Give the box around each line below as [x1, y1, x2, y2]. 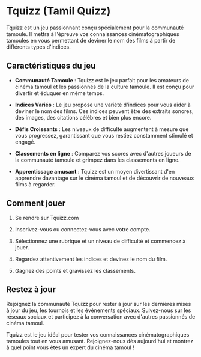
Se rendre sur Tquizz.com [14, 214, 79, 221]
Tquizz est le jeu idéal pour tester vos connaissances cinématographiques [6, 331, 190, 338]
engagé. [14, 138, 36, 145]
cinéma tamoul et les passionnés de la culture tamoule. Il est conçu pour [14, 83, 194, 90]
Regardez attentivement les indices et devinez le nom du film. [14, 255, 167, 263]
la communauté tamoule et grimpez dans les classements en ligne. [14, 156, 180, 163]
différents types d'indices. [6, 43, 71, 50]
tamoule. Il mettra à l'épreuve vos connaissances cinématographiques [6, 30, 179, 37]
